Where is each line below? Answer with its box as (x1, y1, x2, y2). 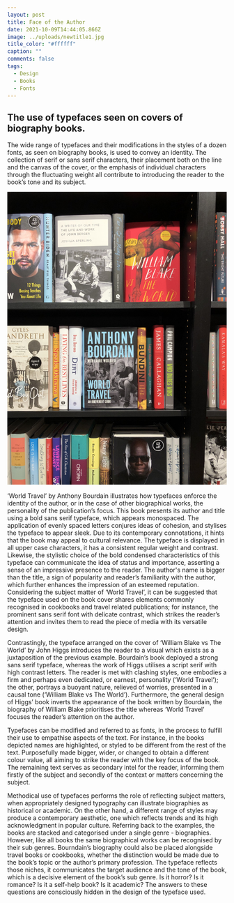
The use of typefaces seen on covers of (7, 112, 183, 123)
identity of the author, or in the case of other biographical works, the (7, 499, 203, 508)
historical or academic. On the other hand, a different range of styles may (7, 806, 218, 815)
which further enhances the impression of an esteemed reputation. (7, 581, 200, 589)
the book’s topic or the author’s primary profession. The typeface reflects (7, 858, 218, 867)
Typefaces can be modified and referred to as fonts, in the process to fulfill (7, 726, 223, 735)
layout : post (7, 11, 45, 18)
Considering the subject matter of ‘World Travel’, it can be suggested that (7, 588, 217, 596)
